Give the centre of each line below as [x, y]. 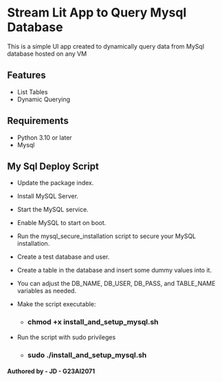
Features [26, 75]
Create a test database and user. [63, 257]
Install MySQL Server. [48, 196]
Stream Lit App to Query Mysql [97, 13]
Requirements [38, 121]
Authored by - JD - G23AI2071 [51, 371]
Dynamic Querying [44, 99]
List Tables [32, 92]
